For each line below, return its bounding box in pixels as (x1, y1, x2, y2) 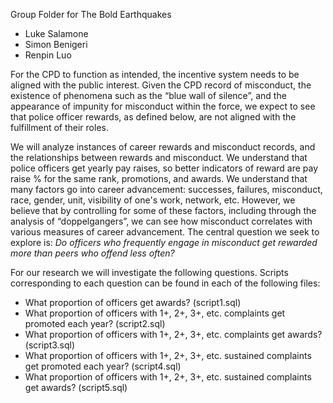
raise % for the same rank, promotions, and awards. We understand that (10, 173, 308, 184)
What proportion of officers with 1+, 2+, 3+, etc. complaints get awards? (24, 329, 323, 340)
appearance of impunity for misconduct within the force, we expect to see (10, 100, 316, 112)
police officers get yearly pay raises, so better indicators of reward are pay (10, 162, 319, 174)
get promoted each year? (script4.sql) (24, 360, 182, 372)
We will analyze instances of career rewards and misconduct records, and (10, 141, 316, 153)
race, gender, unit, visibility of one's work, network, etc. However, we (10, 194, 296, 206)
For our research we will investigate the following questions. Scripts (10, 267, 289, 278)
